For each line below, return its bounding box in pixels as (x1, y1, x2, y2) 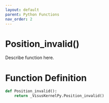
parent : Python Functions (5, 12, 59, 17)
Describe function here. (5, 54, 54, 60)
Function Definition (5, 72, 87, 83)
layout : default (5, 7, 39, 12)
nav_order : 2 (5, 16, 33, 21)
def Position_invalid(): (5, 88, 57, 94)
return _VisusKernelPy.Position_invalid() (14, 93, 104, 98)
